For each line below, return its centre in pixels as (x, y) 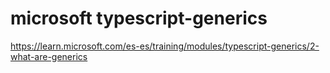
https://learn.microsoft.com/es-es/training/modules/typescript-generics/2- (165, 46)
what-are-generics (49, 56)
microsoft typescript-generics (139, 18)
